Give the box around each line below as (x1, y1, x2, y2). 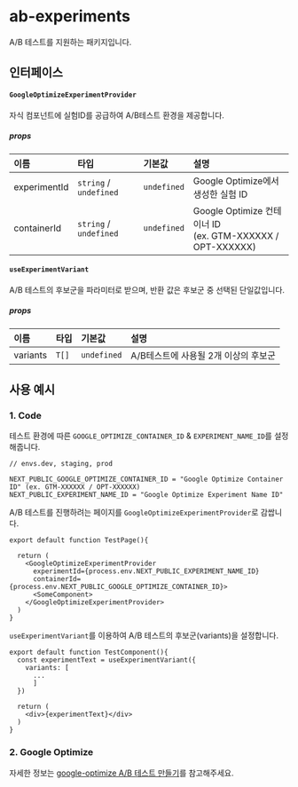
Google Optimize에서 (192, 175, 279, 187)
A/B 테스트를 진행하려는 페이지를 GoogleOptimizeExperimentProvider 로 (9, 508, 259, 518)
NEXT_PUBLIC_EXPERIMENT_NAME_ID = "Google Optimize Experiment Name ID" (9, 491, 284, 500)
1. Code (9, 409, 43, 421)
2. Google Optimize (9, 746, 94, 759)
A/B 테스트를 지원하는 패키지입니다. (9, 36, 132, 47)
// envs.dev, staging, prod (9, 460, 114, 468)
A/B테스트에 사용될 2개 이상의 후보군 (130, 349, 277, 361)
